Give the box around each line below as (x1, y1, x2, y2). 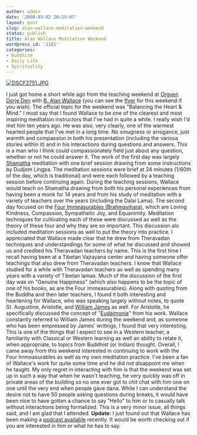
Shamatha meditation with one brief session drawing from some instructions (6, 160, 191, 167)
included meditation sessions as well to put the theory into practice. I (6, 228, 173, 235)
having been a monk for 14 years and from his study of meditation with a (6, 191, 182, 198)
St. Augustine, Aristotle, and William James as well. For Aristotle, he (6, 304, 170, 311)
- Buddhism (6, 52, 33, 58)
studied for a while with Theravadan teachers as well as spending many (6, 266, 180, 273)
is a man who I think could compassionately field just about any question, (6, 147, 183, 154)
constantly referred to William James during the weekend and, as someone (6, 316, 188, 323)
